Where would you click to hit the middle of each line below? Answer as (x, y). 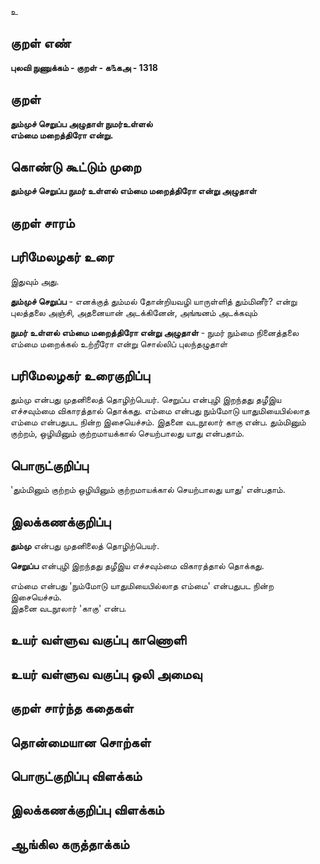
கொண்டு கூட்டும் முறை (76, 167)
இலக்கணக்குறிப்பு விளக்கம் (87, 810)
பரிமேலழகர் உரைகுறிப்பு (80, 376)
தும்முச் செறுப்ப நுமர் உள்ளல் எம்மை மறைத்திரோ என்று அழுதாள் (133, 191)
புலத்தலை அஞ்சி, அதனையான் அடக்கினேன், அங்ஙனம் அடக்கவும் (134, 312)
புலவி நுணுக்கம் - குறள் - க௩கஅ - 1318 (84, 67)
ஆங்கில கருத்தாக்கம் (70, 844)
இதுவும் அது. (35, 281)
